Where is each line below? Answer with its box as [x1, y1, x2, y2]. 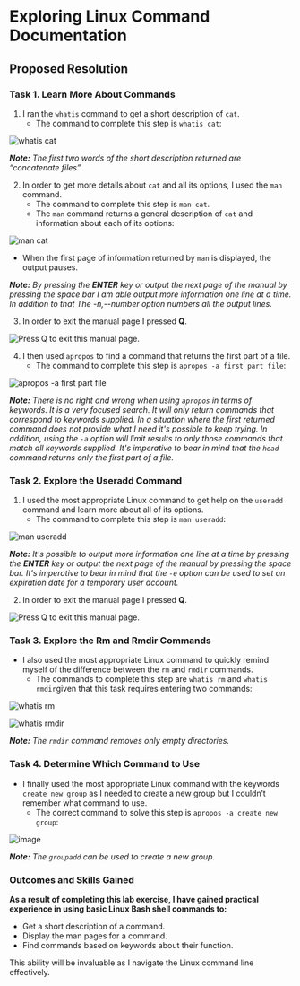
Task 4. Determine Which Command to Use [9, 758, 200, 771]
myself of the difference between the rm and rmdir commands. [21, 664, 253, 675]
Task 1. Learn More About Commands [9, 88, 176, 100]
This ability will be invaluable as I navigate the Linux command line [9, 957, 254, 968]
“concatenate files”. [9, 161, 83, 172]
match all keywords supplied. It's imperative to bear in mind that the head [9, 442, 279, 453]
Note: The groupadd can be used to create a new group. [9, 851, 216, 862]
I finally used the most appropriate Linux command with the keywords [21, 778, 280, 789]
